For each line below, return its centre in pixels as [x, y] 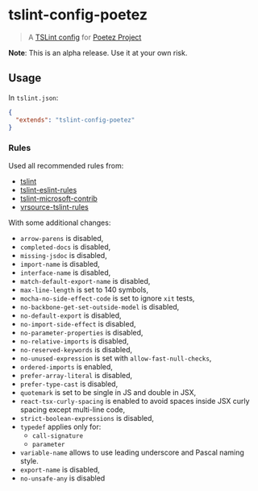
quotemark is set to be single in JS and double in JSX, [108, 392]
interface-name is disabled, [65, 273]
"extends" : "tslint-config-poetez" [75, 120]
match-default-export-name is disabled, [85, 281]
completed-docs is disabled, [65, 247]
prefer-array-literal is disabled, [76, 375]
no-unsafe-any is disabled [62, 478]
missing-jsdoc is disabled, [63, 255]
